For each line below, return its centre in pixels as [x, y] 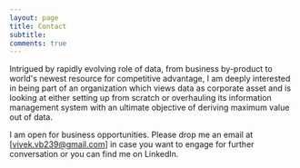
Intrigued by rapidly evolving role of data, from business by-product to [141, 69]
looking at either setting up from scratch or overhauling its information [141, 98]
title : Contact [38, 26]
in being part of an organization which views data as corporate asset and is [150, 88]
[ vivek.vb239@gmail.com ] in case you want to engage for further [132, 144]
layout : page [34, 18]
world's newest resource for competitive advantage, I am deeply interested [150, 79]
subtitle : [28, 35]
